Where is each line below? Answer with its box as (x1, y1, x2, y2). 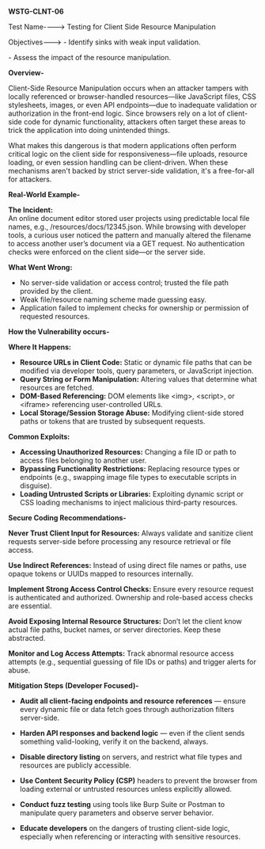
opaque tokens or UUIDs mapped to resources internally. (8, 569, 194, 578)
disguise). (19, 481, 52, 490)
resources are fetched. (19, 383, 95, 392)
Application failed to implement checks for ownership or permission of (19, 303, 249, 312)
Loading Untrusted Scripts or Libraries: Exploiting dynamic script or (19, 489, 244, 498)
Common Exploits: (8, 432, 70, 441)
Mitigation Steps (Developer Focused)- (8, 681, 139, 690)
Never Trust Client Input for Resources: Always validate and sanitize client (8, 528, 254, 538)
